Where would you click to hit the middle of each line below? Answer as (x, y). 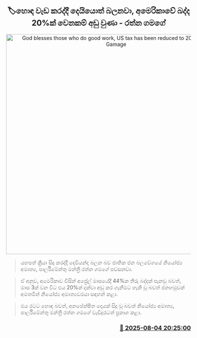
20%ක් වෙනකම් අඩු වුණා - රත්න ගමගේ (98, 23)
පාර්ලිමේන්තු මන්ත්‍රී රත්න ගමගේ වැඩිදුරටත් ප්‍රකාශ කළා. (81, 312)
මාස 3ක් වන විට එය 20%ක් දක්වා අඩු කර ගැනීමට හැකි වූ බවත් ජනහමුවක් (102, 287)
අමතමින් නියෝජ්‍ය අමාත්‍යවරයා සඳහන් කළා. (69, 294)
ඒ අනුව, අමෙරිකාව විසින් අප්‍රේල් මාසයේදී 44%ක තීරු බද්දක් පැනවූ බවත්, (101, 280)
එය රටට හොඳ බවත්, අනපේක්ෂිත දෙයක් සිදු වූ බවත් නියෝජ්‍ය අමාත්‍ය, (97, 306)
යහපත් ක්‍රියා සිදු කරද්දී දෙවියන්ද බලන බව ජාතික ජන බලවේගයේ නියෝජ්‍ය (101, 262)
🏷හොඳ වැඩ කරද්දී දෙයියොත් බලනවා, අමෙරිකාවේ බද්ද (98, 11)
